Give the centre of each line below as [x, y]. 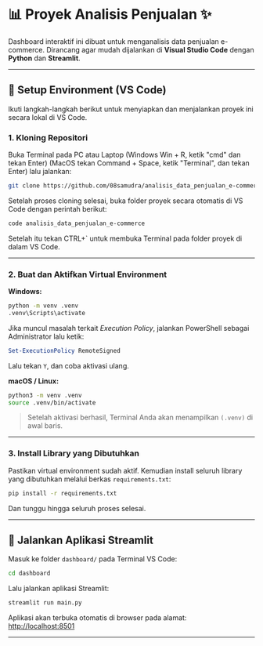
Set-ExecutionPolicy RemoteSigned [65, 350]
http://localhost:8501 [41, 626]
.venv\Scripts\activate [47, 313]
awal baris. [45, 426]
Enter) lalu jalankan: [40, 172]
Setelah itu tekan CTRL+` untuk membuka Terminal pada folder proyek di [125, 238]
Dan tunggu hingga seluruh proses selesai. [77, 508]
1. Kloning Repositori [48, 137]
